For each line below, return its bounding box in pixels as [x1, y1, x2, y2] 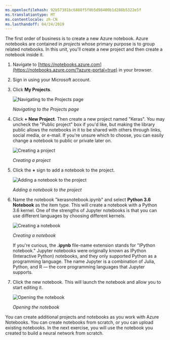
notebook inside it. [5, 52, 44, 58]
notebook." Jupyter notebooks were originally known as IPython [12, 248, 147, 254]
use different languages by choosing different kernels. [12, 213, 125, 219]
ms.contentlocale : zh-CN [5, 17, 58, 22]
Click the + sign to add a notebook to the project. [12, 167, 115, 173]
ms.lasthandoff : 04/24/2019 [5, 21, 65, 27]
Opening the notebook [12, 304, 60, 310]
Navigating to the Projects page [12, 106, 79, 112]
